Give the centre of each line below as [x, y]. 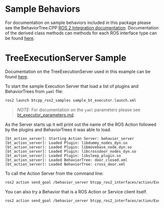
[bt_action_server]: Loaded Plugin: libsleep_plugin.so [63, 156]
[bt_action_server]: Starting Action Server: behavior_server [70, 139]
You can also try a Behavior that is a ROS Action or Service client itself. [76, 191]
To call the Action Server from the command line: [54, 173]
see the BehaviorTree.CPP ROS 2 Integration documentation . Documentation [82, 27]
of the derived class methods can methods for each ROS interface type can [81, 33]
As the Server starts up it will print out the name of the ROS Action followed [81, 124]
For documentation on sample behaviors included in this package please [78, 23]
